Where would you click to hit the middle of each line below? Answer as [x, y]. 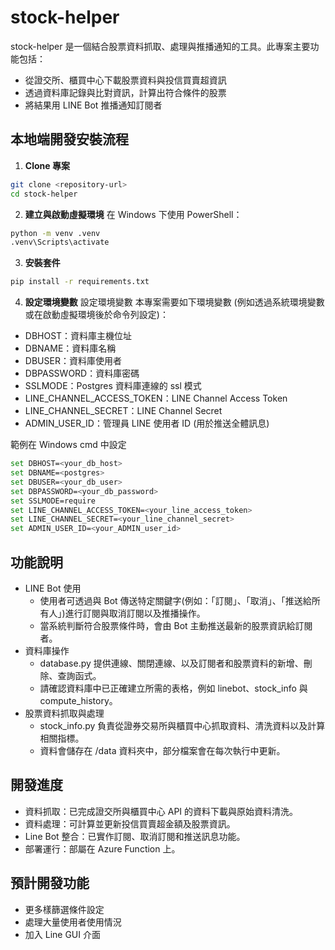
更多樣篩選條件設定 [64, 909]
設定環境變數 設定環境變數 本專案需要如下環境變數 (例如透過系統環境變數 [174, 302]
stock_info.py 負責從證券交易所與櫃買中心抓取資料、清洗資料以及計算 [182, 725]
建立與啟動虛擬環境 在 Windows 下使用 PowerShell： [133, 214]
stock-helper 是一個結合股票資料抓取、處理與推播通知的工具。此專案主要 [160, 46]
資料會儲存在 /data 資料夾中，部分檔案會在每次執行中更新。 [162, 750]
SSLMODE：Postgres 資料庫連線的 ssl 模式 [113, 386]
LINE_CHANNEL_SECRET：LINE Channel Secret [123, 411]
